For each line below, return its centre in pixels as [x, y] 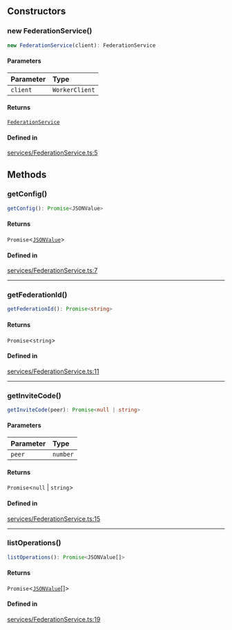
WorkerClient [74, 90]
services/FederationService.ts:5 [52, 153]
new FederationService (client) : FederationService [81, 45]
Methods [27, 174]
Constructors [37, 11]
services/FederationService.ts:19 [54, 620]
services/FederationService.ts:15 [54, 519]
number [63, 454]
